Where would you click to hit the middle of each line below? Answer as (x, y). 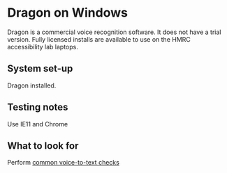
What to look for (43, 146)
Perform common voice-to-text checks (64, 163)
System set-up (40, 68)
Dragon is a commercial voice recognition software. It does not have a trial (114, 32)
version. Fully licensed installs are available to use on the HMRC (99, 39)
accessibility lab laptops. (43, 47)
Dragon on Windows (67, 13)
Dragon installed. (32, 85)
